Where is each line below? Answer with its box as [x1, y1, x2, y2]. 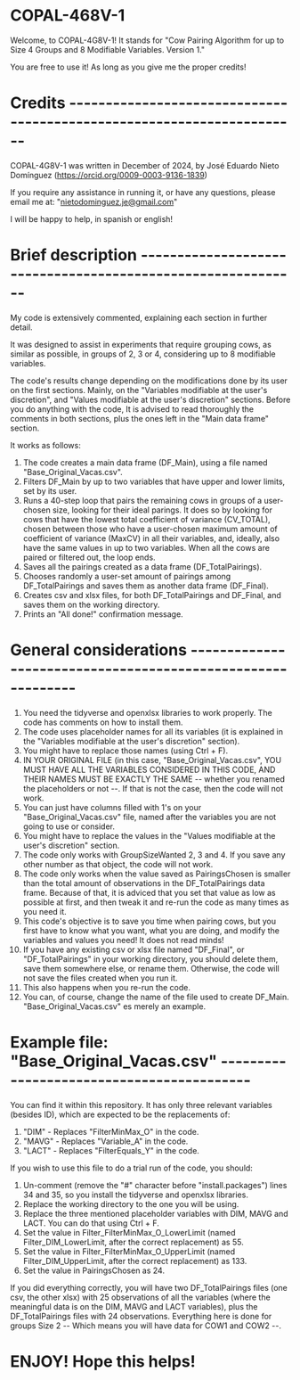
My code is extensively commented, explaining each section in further [10, 312, 268, 323]
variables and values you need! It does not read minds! [22, 934, 225, 945]
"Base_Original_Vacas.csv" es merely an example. [22, 1000, 207, 1012]
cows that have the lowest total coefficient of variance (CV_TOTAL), [22, 513, 271, 524]
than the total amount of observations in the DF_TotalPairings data [22, 877, 265, 888]
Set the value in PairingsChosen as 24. [22, 1265, 166, 1276]
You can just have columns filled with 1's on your [22, 801, 202, 812]
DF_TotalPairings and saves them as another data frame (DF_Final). [22, 580, 270, 591]
